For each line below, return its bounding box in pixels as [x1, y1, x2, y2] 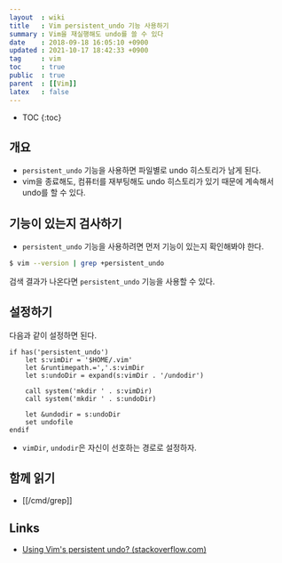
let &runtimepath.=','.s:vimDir [25, 363, 145, 372]
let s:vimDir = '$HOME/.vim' [25, 355, 133, 365]
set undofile [25, 417, 74, 427]
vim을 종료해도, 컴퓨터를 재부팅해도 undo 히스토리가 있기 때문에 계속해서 [21, 176, 275, 187]
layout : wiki [9, 12, 66, 22]
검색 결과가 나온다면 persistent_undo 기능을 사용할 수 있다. [9, 277, 215, 286]
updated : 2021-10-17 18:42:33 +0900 [9, 46, 149, 55]
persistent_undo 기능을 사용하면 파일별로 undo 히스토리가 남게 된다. [21, 165, 262, 176]
